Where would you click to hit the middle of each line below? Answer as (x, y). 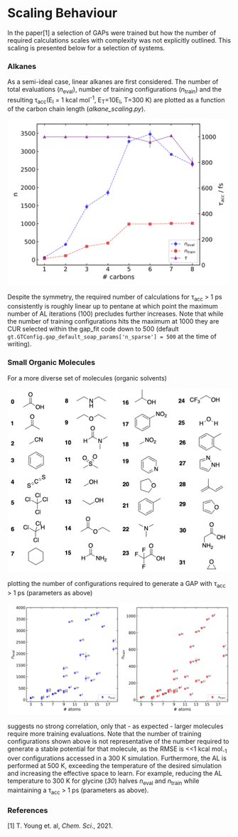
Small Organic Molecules (52, 363)
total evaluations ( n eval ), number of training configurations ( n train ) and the (115, 90)
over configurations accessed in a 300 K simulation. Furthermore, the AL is (117, 758)
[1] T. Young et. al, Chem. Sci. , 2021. (60, 826)
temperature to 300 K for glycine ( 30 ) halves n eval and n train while (103, 782)
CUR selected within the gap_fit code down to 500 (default (93, 329)
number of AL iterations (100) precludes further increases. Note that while (115, 314)
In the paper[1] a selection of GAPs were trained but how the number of (112, 33)
